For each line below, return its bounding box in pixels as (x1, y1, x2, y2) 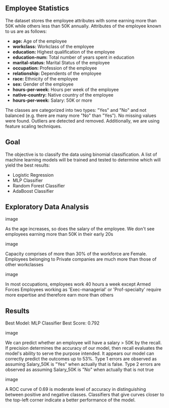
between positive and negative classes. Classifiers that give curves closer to (5, 392, 164, 398)
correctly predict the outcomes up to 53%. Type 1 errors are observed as (5, 356, 157, 362)
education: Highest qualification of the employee (12, 49, 115, 55)
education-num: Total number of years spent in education (12, 54, 135, 60)
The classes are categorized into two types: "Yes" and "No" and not (5, 107, 147, 113)
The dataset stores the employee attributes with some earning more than (5, 17, 157, 23)
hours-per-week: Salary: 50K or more (12, 97, 92, 103)
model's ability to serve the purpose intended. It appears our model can (5, 350, 154, 356)
